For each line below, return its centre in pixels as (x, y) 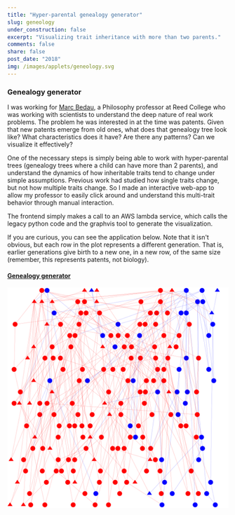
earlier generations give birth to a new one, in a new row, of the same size (114, 252)
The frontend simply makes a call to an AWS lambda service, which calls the (117, 217)
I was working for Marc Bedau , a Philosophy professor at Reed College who (116, 107)
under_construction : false (47, 29)
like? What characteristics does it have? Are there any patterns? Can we (111, 137)
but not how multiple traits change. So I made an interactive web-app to (111, 188)
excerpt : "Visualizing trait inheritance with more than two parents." (114, 37)
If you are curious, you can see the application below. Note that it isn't (108, 238)
